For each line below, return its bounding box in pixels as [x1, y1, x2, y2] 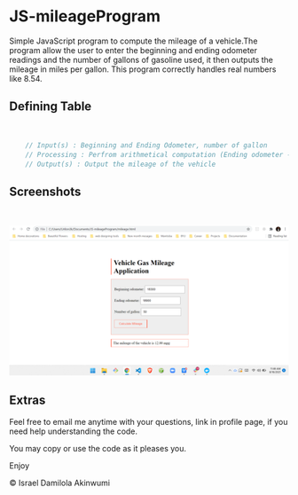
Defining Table [9, 99, 92, 114]
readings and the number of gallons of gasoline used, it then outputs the [9, 54, 273, 65]
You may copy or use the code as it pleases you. [9, 443, 187, 453]
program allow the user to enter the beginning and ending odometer [9, 44, 258, 55]
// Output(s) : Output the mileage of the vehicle [25, 160, 216, 169]
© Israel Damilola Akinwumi [9, 477, 111, 488]
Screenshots [9, 184, 82, 199]
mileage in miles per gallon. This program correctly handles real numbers [9, 64, 277, 75]
